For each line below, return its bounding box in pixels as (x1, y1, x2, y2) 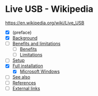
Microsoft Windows (19, 68, 60, 75)
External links (12, 85, 40, 91)
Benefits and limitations (12, 41, 61, 47)
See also (12, 74, 31, 80)
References (12, 80, 36, 86)
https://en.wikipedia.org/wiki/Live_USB (5, 20, 85, 26)
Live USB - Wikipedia (5, 3, 94, 15)
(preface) (12, 29, 32, 35)
